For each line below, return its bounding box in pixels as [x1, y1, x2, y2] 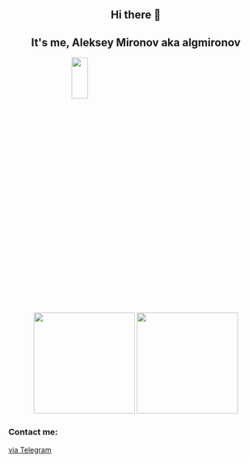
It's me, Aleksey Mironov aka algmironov [31, 36, 241, 49]
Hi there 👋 [110, 8, 162, 22]
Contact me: [8, 427, 58, 438]
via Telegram [8, 444, 52, 454]
